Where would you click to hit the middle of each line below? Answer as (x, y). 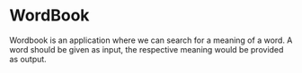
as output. (28, 59)
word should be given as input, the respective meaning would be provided (147, 49)
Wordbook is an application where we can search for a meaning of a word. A (151, 40)
